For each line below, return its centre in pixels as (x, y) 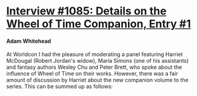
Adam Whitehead (29, 41)
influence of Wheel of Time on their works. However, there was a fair (92, 74)
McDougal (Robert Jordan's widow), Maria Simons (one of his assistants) (98, 61)
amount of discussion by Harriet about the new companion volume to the (98, 80)
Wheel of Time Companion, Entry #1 (98, 24)
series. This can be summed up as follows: (60, 86)
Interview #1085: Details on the (86, 11)
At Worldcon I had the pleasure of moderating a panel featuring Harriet (95, 54)
